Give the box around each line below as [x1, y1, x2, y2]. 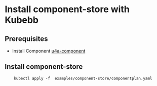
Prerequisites [5, 34, 48, 43]
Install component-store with [5, 4, 130, 15]
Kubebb [5, 14, 39, 26]
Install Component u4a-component [12, 48, 86, 54]
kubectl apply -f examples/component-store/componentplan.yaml [14, 76, 152, 81]
